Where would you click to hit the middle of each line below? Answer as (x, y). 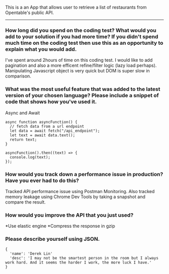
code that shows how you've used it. (51, 102)
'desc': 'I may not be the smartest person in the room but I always (84, 258)
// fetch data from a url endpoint (47, 126)
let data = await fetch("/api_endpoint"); (55, 131)
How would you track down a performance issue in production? (84, 174)
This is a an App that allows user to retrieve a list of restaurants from (76, 7)
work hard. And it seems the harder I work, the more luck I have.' (78, 263)
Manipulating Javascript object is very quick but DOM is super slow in (77, 71)
